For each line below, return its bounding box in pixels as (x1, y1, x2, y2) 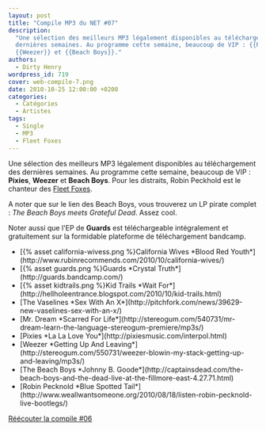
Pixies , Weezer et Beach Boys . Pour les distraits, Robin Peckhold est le (8, 175, 241, 185)
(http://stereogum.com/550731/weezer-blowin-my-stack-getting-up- (19, 348, 245, 357)
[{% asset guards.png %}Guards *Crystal (19, 263, 157, 273)
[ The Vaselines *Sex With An (19, 297, 115, 307)
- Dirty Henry (15, 63, 62, 71)
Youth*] (230, 246, 256, 256)
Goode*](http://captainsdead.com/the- (116, 364, 244, 374)
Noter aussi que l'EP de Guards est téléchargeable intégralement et (8, 223, 229, 232)
